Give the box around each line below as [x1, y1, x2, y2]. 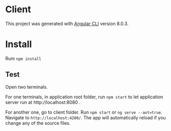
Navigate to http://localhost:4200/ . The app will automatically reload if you [5, 114, 166, 121]
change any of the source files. [5, 120, 71, 126]
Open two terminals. [5, 83, 48, 90]
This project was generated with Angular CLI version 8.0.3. [5, 20, 129, 27]
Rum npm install [5, 55, 42, 61]
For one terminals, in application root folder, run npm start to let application [5, 94, 163, 100]
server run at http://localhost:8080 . [5, 99, 81, 105]
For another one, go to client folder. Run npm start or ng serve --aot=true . [5, 109, 162, 115]
